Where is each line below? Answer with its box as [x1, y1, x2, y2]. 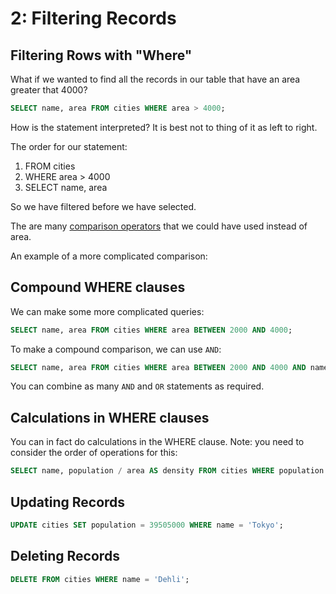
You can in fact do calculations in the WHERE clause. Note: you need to [10, 436, 305, 448]
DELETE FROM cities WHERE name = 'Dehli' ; [10, 574, 190, 584]
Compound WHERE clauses [10, 279, 186, 296]
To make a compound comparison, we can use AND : [10, 343, 222, 355]
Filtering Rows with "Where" [10, 47, 193, 64]
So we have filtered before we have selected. [10, 200, 197, 212]
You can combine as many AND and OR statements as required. [10, 380, 265, 392]
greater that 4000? [10, 84, 88, 96]
